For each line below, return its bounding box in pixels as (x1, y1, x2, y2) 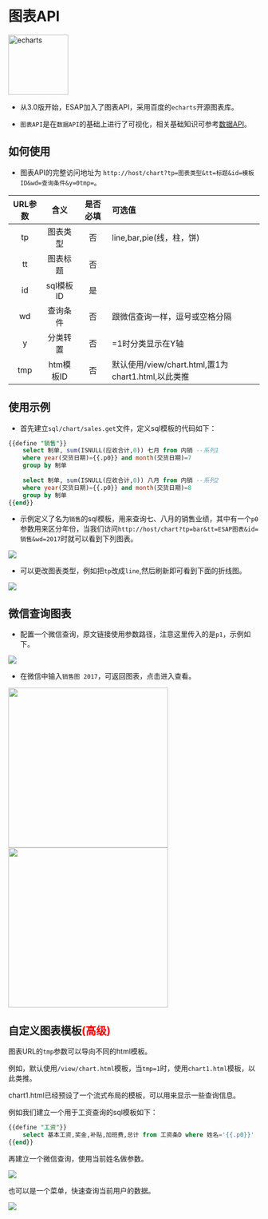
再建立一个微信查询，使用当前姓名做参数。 (8, 1153, 148, 1163)
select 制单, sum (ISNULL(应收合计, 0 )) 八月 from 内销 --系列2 (22, 476, 219, 484)
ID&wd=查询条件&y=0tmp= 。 (19, 177, 101, 187)
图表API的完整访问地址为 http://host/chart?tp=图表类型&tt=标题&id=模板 (19, 167, 254, 177)
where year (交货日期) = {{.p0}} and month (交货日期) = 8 (22, 484, 192, 492)
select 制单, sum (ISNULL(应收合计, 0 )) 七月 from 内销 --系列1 (22, 447, 219, 455)
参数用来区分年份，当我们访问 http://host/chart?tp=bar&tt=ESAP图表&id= (19, 524, 259, 534)
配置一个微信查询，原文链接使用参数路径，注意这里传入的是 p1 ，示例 (19, 629, 245, 639)
